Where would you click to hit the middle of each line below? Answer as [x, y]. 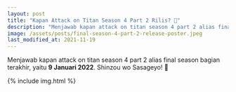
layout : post [26, 14]
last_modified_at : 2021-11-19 [52, 40]
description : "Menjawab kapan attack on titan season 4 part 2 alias [111, 27]
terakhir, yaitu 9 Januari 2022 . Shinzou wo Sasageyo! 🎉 [88, 67]
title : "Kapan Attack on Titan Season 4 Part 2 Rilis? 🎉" [94, 20]
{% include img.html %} [42, 81]
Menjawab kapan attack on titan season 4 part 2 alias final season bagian [114, 60]
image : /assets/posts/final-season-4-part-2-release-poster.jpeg [105, 33]
